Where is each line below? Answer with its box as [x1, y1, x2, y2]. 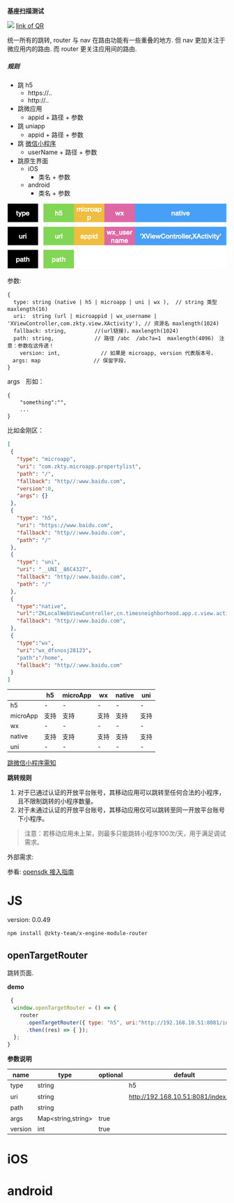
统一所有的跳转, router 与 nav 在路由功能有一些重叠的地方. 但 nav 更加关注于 [7, 36, 226, 44]
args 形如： [7, 377, 45, 386]
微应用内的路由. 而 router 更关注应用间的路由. [7, 45, 137, 53]
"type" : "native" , [16, 603, 68, 610]
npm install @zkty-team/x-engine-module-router [7, 930, 148, 937]
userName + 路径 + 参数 [27, 148, 97, 156]
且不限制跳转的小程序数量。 [17, 797, 97, 805]
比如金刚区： [7, 426, 44, 434]
